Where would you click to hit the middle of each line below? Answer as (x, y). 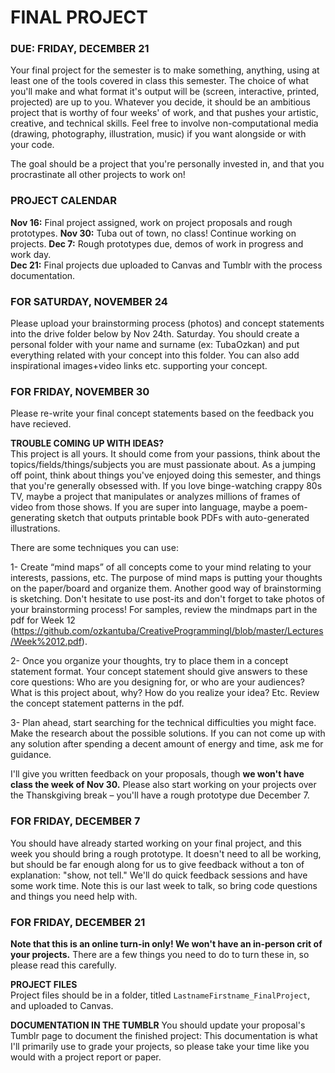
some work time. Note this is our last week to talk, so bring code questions (164, 885)
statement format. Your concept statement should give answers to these (159, 672)
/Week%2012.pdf (46, 642)
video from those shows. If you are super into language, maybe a (144, 507)
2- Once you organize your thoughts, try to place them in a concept (149, 661)
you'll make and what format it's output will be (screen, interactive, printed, (165, 92)
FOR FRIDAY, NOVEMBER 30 (80, 391)
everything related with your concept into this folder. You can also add (155, 355)
